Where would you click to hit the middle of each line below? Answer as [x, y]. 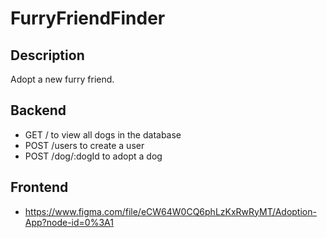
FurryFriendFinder [88, 18]
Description [47, 55]
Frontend [39, 187]
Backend [38, 110]
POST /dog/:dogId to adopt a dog [93, 156]
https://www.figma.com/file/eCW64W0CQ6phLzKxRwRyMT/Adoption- [170, 211]
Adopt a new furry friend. [62, 79]
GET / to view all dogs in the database [103, 134]
